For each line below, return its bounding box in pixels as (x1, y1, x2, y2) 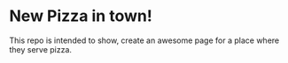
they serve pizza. (9, 44, 73, 54)
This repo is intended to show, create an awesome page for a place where (9, 35, 280, 45)
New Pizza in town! (9, 6, 152, 26)
